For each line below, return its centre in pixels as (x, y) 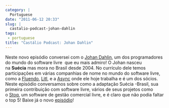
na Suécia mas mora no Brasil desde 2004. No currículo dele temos (75, 68)
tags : (11, 33)
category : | (18, 10)
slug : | (13, 24)
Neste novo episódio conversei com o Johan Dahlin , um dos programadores (84, 57)
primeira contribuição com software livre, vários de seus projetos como (79, 89)
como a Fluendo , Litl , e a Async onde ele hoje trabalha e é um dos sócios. (82, 78)
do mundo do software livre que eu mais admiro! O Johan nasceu (73, 62)
